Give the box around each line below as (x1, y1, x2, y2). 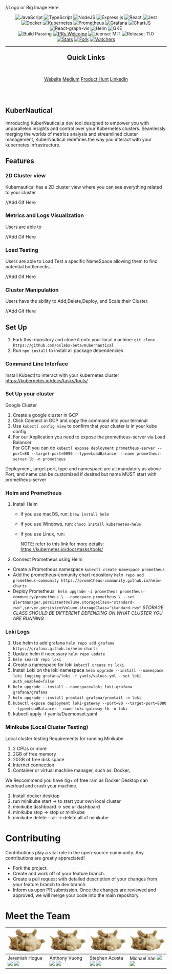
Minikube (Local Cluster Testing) (5, 724, 89, 731)
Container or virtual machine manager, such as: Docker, (12, 767, 131, 773)
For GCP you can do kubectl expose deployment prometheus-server (12, 445, 155, 451)
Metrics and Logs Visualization (5, 212, 84, 219)
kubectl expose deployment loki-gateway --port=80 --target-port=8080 (12, 701, 167, 706)
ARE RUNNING (12, 615, 45, 621)
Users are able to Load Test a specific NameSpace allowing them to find (5, 258, 158, 264)
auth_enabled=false (12, 679, 55, 684)
